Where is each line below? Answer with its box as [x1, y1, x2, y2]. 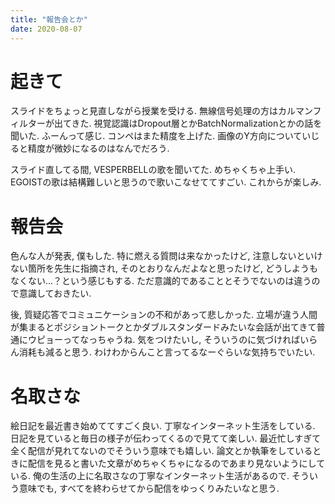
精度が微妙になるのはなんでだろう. [27, 142, 170, 155]
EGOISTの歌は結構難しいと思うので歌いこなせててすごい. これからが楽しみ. [10, 176, 322, 188]
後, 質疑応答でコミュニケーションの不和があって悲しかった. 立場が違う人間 [10, 309, 318, 321]
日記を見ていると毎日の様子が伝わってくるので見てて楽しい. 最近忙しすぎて [10, 432, 322, 445]
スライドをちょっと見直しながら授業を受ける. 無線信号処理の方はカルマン [10, 105, 313, 117]
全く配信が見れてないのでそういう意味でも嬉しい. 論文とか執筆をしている [10, 445, 313, 457]
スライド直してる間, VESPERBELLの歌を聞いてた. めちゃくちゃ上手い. [10, 164, 296, 176]
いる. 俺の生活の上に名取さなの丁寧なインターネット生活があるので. [10, 470, 290, 482]
